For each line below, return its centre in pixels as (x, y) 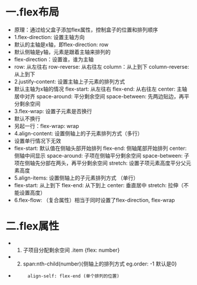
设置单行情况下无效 (38, 140)
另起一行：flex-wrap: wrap (46, 126)
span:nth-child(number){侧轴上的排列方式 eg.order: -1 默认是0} (100, 264)
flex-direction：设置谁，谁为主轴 (54, 59)
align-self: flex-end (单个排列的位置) (73, 276)
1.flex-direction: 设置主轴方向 (49, 37)
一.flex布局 (33, 12)
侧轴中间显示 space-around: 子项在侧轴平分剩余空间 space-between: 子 (102, 155)
